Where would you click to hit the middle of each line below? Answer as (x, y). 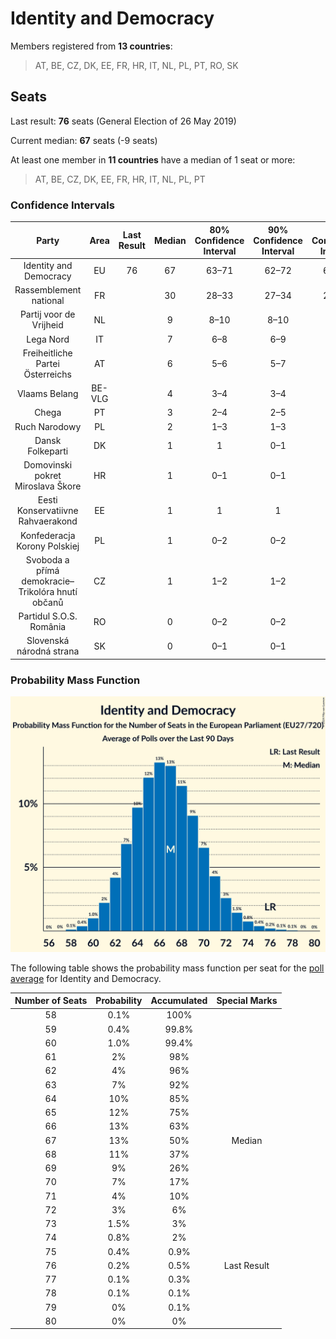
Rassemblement (48, 290)
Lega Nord (48, 339)
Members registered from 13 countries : (91, 46)
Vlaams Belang (47, 393)
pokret (48, 476)
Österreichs (47, 374)
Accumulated (179, 1001)
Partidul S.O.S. (48, 616)
